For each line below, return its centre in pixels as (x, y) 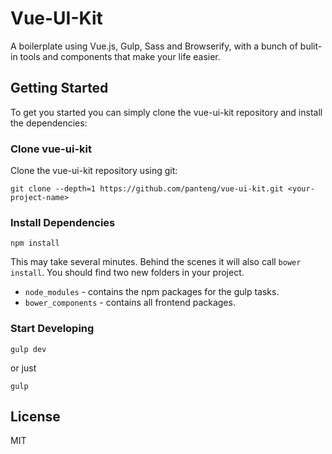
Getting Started (59, 88)
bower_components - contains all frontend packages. (130, 303)
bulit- (311, 46)
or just (23, 368)
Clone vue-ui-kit (51, 149)
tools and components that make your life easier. (120, 56)
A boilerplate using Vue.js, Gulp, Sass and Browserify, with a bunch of (154, 46)
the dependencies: (49, 123)
